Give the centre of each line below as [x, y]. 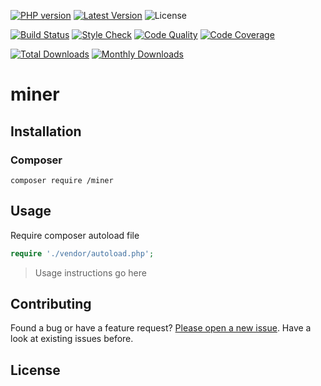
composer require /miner [62, 180]
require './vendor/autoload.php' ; [82, 253]
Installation [46, 131]
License [35, 370]
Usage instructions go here [90, 272]
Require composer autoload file [75, 235]
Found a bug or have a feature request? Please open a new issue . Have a [161, 328]
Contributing [51, 303]
